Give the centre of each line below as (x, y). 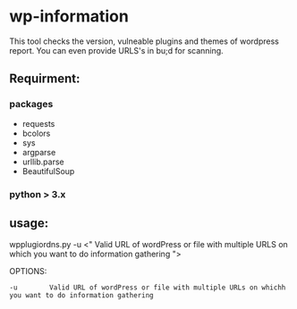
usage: (29, 223)
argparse (39, 152)
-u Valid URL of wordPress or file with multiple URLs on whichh (148, 288)
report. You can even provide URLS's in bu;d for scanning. (116, 50)
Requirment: (45, 79)
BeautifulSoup (48, 171)
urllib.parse (43, 162)
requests (38, 123)
